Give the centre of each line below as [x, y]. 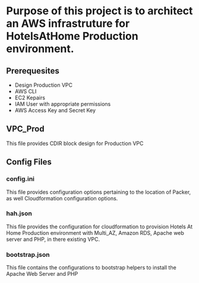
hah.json [19, 213]
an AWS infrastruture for [68, 23]
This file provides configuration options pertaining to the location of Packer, [99, 192]
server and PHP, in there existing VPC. [53, 239]
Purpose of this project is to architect [99, 11]
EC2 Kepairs [30, 98]
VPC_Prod [25, 129]
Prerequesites [33, 70]
